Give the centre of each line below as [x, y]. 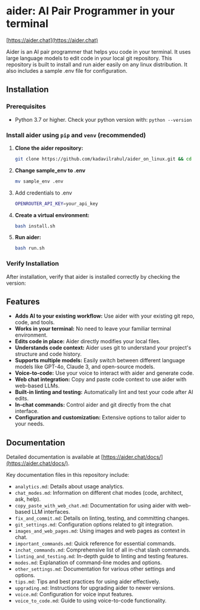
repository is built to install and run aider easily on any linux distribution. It [97, 64]
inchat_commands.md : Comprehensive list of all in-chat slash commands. [103, 550]
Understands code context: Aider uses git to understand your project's [103, 348]
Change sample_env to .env [50, 170]
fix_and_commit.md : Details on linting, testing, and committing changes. [102, 518]
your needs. [30, 424]
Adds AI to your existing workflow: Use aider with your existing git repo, [104, 316]
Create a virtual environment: [52, 215]
